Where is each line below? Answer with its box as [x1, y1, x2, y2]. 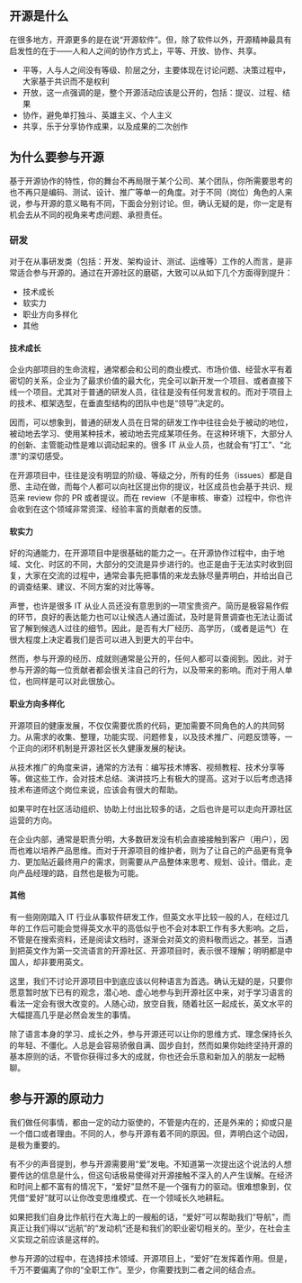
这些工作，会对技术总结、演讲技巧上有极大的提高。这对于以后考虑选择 [32, 773, 293, 783]
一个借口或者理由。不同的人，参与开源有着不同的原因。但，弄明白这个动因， [9, 1128, 293, 1139]
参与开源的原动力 [9, 1091, 104, 1107]
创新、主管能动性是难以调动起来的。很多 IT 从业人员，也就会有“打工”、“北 [16, 439, 292, 450]
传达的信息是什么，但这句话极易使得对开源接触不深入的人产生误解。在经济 [16, 1170, 293, 1180]
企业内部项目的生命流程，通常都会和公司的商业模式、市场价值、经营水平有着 [9, 364, 293, 375]
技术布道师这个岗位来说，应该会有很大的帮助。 [9, 784, 182, 795]
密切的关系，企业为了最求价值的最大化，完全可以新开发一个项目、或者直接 [9, 375, 285, 386]
